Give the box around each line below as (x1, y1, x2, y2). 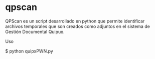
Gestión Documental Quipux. (5, 28, 65, 34)
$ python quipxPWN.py (5, 48, 54, 54)
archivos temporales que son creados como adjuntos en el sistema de (5, 23, 150, 29)
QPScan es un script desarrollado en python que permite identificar (5, 18, 145, 24)
